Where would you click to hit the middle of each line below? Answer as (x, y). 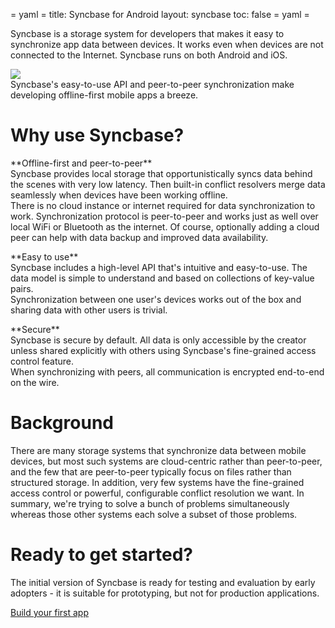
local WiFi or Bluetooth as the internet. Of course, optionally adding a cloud (165, 226)
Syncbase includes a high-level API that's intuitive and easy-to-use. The (159, 267)
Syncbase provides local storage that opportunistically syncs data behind (161, 173)
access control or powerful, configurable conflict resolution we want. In (157, 493)
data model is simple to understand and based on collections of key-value (162, 278)
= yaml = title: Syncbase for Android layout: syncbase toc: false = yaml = (160, 14)
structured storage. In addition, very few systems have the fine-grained (157, 482)
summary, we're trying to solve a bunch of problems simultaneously (150, 503)
